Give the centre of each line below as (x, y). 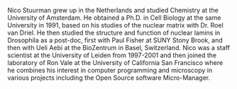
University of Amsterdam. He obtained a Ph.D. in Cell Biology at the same (114, 18)
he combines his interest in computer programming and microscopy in (110, 70)
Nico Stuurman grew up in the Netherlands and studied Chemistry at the (113, 10)
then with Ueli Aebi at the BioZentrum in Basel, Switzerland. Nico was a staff (119, 48)
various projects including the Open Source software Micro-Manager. (109, 78)
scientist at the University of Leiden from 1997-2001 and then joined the (112, 55)
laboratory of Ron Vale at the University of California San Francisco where (115, 63)
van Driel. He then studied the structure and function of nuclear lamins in (114, 32)
